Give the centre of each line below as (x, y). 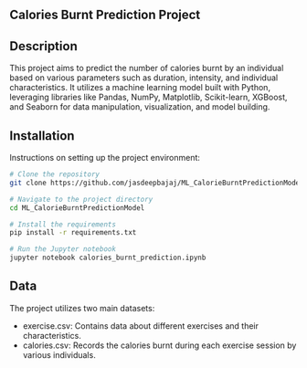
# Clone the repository (55, 174)
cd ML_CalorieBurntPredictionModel (77, 208)
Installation (42, 136)
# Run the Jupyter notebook (63, 249)
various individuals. (59, 354)
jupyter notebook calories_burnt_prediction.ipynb (108, 258)
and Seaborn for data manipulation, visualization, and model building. (140, 107)
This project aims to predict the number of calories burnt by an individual (147, 68)
